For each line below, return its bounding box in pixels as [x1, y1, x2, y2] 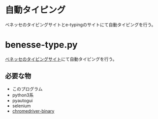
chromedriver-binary [12, 108, 55, 114]
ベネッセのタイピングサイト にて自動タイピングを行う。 [5, 56, 117, 62]
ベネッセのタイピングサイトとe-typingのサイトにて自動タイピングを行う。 [5, 22, 156, 28]
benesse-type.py [5, 39, 78, 51]
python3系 [12, 92, 34, 98]
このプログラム [12, 86, 43, 91]
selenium [12, 103, 31, 109]
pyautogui [12, 97, 33, 103]
